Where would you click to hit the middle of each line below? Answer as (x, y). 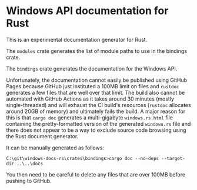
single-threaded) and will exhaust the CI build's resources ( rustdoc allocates (98, 105)
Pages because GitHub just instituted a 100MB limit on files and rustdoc (93, 86)
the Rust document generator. (42, 136)
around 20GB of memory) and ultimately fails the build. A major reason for (96, 111)
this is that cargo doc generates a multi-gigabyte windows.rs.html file (90, 117)
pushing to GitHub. (29, 181)
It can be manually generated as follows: (55, 148)
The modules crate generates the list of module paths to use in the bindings (96, 51)
